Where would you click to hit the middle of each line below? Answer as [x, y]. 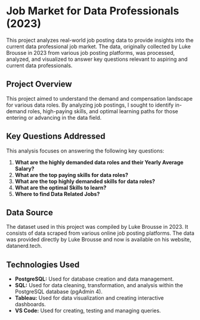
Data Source [30, 212]
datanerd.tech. [24, 246]
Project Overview [39, 84]
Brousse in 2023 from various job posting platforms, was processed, [90, 52]
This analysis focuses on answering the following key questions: [85, 151]
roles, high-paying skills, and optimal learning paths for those [103, 111]
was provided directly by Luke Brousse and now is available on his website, [99, 240]
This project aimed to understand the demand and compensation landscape [99, 98]
